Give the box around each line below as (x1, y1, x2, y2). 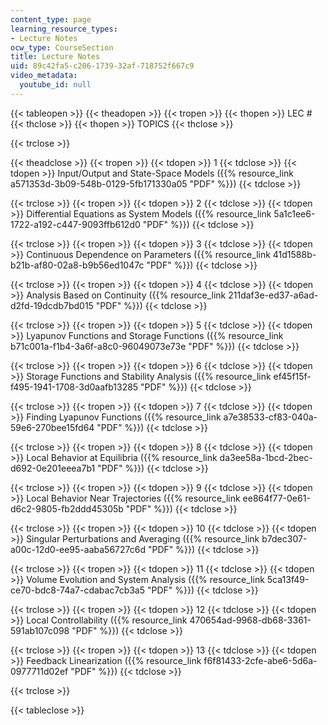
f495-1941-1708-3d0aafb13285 (10, 381, 139, 393)
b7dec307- (261, 532, 308, 545)
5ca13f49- (266, 573, 310, 585)
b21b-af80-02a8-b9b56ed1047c (10, 259, 145, 271)
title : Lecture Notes (10, 52, 101, 62)
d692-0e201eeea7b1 (10, 462, 96, 474)
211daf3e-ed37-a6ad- (228, 289, 319, 301)
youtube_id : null (19, 80, 92, 90)
